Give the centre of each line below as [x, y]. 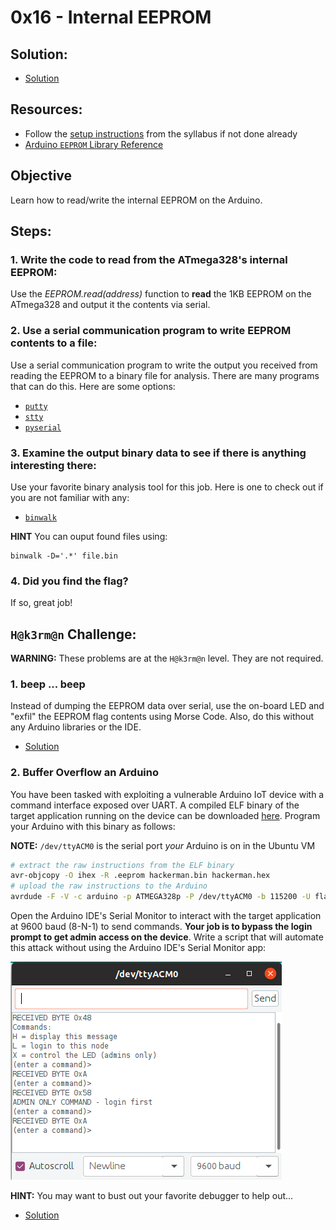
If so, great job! [41, 603]
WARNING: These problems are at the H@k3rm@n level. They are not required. [167, 658]
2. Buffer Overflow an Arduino [84, 773]
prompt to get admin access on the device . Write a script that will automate [167, 937]
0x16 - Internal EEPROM [111, 17]
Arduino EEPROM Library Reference [94, 144]
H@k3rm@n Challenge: [73, 634]
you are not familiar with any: [70, 497]
